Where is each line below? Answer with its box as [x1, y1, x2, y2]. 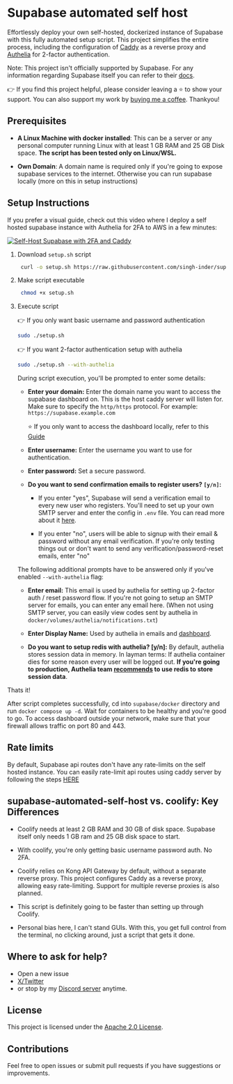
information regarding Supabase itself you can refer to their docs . [7, 71, 195, 79]
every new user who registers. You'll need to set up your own [38, 501, 214, 510]
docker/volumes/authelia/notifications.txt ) [27, 616, 159, 625]
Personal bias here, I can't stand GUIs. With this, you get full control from [17, 923, 227, 931]
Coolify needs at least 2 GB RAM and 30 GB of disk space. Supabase [17, 825, 216, 833]
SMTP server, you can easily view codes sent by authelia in [27, 609, 198, 617]
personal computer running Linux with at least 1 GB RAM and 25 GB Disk [17, 141, 225, 149]
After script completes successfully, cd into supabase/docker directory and [7, 699, 220, 708]
